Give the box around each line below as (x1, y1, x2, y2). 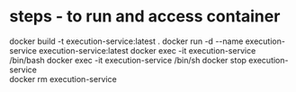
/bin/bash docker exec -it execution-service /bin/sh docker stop (9, 54, 247, 65)
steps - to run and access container (9, 6, 281, 27)
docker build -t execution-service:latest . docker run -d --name (9, 36, 244, 46)
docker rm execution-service (9, 73, 117, 84)
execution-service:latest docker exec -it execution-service (39, 45, 256, 55)
